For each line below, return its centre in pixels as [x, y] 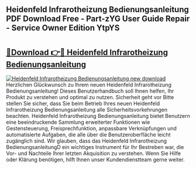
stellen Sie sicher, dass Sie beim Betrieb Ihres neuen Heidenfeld [83, 103]
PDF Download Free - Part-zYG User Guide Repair [98, 19]
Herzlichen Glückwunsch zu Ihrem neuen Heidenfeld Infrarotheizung [89, 85]
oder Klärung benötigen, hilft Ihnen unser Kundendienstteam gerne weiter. [96, 160]
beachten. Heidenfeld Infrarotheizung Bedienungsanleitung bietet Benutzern [98, 116]
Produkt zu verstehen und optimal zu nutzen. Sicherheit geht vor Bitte [90, 97]
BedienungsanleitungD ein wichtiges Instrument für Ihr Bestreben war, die [95, 147]
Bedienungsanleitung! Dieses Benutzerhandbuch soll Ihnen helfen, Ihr [90, 91]
